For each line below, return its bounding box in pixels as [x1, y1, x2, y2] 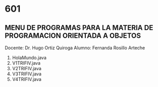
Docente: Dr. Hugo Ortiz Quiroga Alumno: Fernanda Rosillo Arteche [5, 45, 145, 51]
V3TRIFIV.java [12, 71, 42, 77]
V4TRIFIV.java [12, 76, 42, 82]
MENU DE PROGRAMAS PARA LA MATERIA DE [5, 23, 153, 32]
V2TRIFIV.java [12, 66, 42, 71]
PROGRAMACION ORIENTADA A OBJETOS [5, 31, 141, 40]
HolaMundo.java [12, 54, 47, 61]
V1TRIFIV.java [12, 60, 41, 66]
